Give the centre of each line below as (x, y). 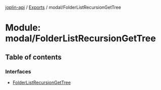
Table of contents (33, 57)
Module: (23, 28)
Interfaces (18, 71)
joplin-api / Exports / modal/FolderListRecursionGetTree (63, 7)
